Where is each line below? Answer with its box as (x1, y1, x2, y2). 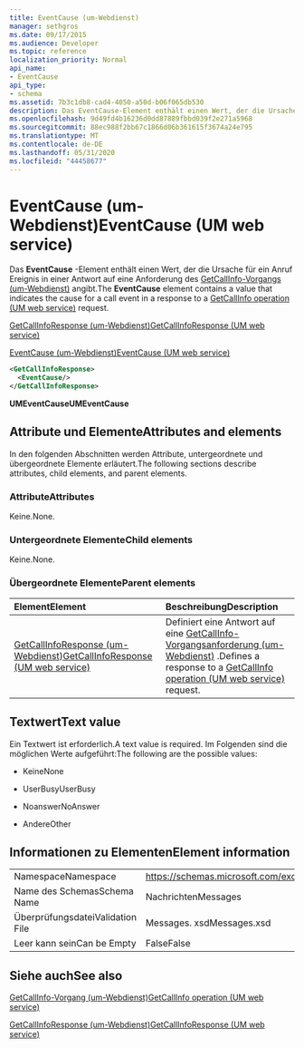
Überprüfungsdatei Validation (14, 911, 138, 924)
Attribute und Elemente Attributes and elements (9, 424, 282, 440)
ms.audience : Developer (9, 38, 100, 48)
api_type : (9, 81, 47, 90)
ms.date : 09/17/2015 (9, 30, 88, 39)
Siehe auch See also (9, 967, 123, 984)
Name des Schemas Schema (14, 885, 134, 898)
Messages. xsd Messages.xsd (145, 917, 271, 929)
